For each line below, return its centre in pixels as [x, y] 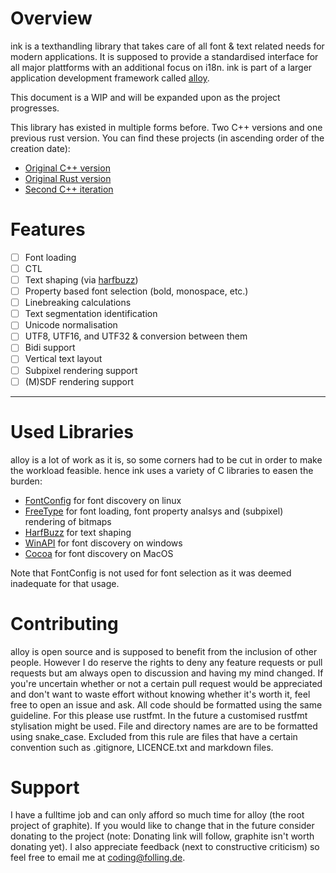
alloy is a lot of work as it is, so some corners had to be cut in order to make [166, 459]
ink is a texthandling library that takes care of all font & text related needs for [167, 46]
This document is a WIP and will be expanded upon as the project [145, 97]
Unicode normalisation [71, 325]
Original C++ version [67, 168]
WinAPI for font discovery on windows [103, 543]
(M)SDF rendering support [79, 381]
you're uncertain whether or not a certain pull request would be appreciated [166, 683]
